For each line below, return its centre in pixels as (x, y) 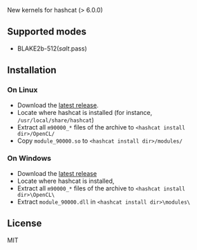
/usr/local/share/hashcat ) (56, 120)
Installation (32, 70)
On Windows (29, 159)
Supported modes (47, 32)
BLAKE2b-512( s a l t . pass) (52, 48)
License (25, 223)
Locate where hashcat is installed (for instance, (85, 112)
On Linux (22, 90)
